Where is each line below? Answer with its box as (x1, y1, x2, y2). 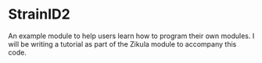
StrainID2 (8, 5, 70, 23)
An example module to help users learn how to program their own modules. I (8, 31, 255, 40)
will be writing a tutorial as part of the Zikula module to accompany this (8, 39, 237, 48)
